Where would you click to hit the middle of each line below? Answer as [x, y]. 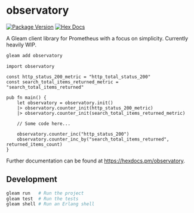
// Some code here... [44, 123]
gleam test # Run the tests [42, 199]
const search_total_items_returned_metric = [62, 82]
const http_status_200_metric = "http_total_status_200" [78, 77]
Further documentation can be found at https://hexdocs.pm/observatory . [96, 161]
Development [32, 179]
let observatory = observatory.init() [65, 103]
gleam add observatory [34, 55]
